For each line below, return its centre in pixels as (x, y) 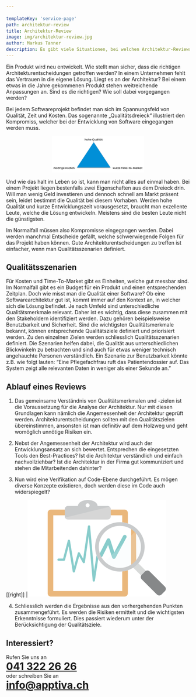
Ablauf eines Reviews (46, 387)
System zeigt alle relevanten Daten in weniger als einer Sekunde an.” (88, 368)
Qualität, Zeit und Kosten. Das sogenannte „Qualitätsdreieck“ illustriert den (95, 115)
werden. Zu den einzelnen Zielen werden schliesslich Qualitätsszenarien (93, 337)
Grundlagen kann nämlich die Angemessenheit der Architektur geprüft (99, 413)
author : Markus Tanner (34, 43)
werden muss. (23, 128)
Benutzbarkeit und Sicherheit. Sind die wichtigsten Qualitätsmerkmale (90, 325)
